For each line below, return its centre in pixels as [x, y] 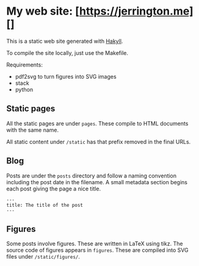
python [24, 89]
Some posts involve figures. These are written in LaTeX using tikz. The [95, 244]
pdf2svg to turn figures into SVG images [66, 76]
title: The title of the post [45, 205]
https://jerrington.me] [136, 11]
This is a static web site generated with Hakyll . [65, 41]
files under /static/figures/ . [43, 257]
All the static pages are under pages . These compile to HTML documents [97, 123]
